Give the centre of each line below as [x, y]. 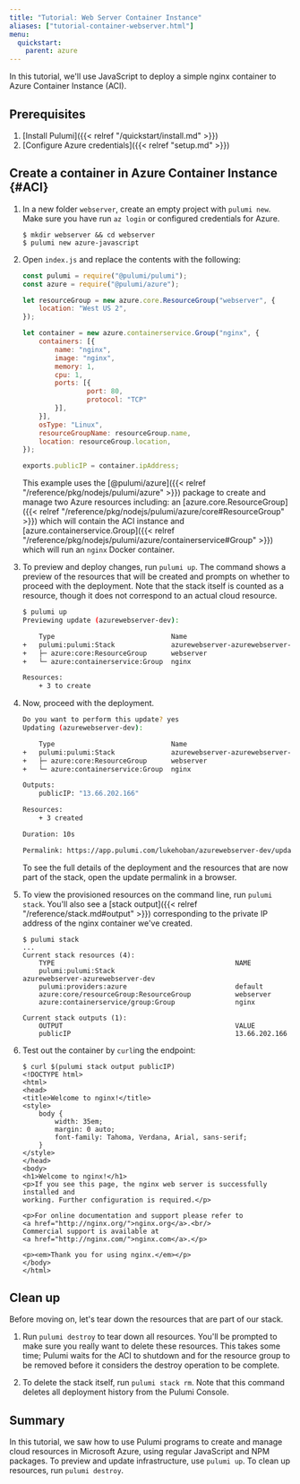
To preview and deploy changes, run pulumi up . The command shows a [154, 567]
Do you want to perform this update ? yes [101, 720]
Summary [37, 1420]
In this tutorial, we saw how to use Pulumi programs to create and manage [146, 1442]
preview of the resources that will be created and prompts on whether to [156, 577]
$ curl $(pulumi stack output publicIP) [99, 1066]
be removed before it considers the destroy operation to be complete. [151, 1365]
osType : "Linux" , [71, 425]
